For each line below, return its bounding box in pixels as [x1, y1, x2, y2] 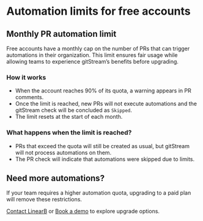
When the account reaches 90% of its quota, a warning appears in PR [15, 87, 191, 94]
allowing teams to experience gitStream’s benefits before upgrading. [6, 58, 179, 65]
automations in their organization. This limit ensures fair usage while [6, 51, 178, 59]
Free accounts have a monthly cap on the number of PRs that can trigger [6, 45, 190, 52]
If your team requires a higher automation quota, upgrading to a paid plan [6, 189, 191, 197]
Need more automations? [6, 173, 105, 183]
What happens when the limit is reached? [6, 129, 132, 137]
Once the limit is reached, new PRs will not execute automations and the [15, 100, 197, 108]
